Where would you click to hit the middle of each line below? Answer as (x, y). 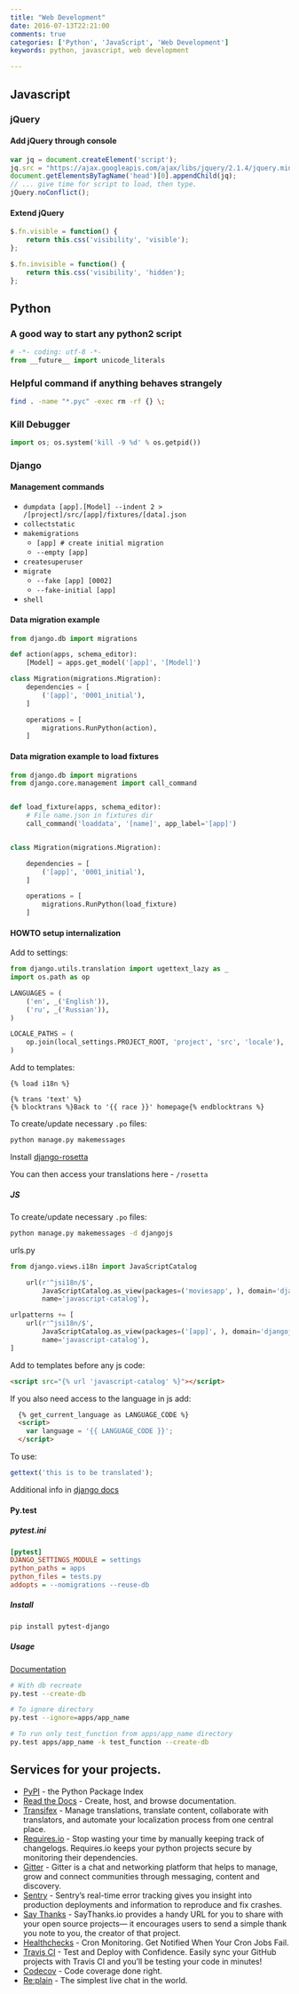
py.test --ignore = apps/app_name (70, 1718)
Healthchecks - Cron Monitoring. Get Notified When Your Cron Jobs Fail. (156, 1942)
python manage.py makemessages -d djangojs (92, 1233)
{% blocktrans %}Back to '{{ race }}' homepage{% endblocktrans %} (138, 1108)
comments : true (38, 34)
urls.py (23, 1250)
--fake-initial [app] (76, 591)
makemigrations (51, 534)
